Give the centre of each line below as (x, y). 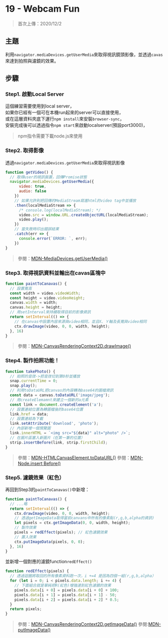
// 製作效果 (25, 528)
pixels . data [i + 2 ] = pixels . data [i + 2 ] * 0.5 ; (67, 600)
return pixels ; (26, 609)
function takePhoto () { (30, 371)
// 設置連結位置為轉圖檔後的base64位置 (47, 409)
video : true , (32, 186)
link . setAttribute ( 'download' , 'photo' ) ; (54, 424)
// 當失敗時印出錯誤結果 (37, 229)
